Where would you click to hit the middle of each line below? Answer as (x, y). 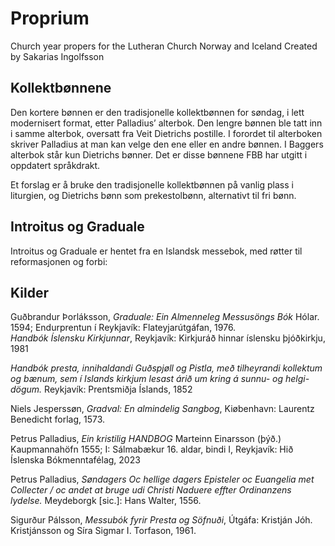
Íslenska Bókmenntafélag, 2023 (75, 460)
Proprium (50, 18)
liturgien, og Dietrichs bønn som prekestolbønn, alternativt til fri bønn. (153, 195)
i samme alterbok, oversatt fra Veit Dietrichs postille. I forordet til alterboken (166, 133)
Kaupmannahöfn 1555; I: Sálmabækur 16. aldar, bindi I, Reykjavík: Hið (152, 449)
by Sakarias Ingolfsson (57, 56)
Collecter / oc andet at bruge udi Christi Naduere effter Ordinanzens (151, 490)
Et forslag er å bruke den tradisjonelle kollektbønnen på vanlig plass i (152, 184)
